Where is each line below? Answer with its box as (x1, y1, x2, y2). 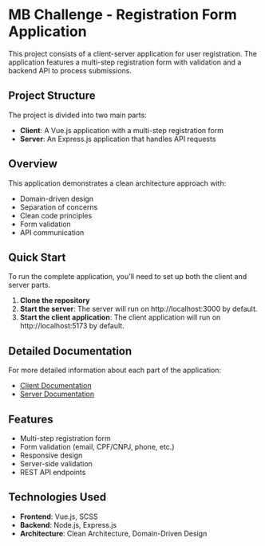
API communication (19, 227, 85, 237)
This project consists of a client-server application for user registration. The (8, 49, 258, 58)
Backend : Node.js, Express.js (19, 520, 117, 529)
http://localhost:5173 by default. (19, 321, 125, 331)
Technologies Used (8, 490, 106, 504)
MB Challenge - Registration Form (8, 6, 237, 24)
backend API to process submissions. (8, 65, 132, 75)
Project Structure (8, 89, 96, 103)
